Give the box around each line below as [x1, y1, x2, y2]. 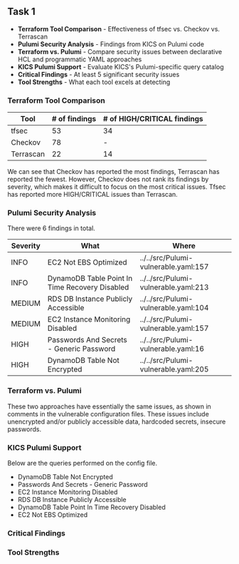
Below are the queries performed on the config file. [7, 459, 158, 467]
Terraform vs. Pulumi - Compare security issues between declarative [17, 47, 223, 56]
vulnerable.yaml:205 [139, 364, 209, 374]
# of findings [51, 114, 97, 124]
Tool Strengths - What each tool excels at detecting [17, 78, 171, 86]
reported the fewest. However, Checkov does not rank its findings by [7, 175, 209, 184]
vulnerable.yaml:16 [139, 344, 205, 354]
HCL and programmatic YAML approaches [17, 55, 142, 63]
